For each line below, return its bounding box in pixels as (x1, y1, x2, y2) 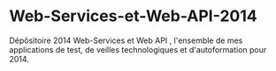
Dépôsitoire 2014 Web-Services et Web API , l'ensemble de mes (9, 35, 243, 46)
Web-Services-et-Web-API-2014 (9, 6, 258, 26)
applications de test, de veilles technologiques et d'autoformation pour (9, 44, 267, 54)
